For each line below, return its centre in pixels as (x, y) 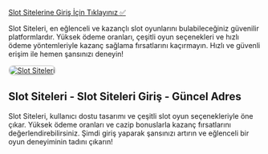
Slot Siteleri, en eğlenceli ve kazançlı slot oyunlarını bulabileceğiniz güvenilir (134, 28)
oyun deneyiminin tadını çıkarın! (61, 141)
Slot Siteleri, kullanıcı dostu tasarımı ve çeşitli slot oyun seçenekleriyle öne (131, 115)
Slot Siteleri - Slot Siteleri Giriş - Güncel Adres (125, 97)
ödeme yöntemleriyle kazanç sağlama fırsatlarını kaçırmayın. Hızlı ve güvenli (134, 45)
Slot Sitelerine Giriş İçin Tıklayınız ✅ (67, 12)
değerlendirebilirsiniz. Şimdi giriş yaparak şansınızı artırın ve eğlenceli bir (129, 133)
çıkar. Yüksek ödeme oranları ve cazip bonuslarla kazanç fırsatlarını (120, 124)
